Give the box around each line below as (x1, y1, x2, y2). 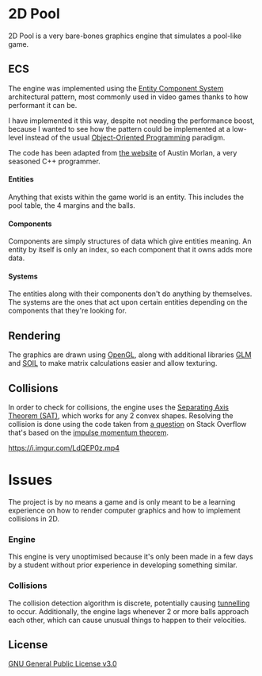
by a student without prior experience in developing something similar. (8, 560, 237, 570)
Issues (8, 471, 53, 489)
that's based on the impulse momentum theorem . (8, 428, 169, 437)
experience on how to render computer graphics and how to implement (8, 505, 241, 515)
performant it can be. (8, 100, 78, 109)
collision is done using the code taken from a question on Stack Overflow (8, 419, 247, 428)
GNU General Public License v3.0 (8, 659, 117, 669)
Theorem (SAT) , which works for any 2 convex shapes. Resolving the (8, 410, 234, 421)
